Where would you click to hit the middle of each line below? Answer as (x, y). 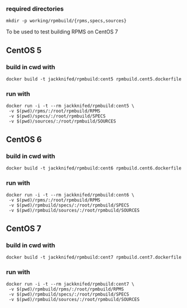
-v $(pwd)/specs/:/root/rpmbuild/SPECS (57, 116)
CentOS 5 (24, 50)
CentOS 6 (24, 139)
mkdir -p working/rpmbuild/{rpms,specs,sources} (66, 21)
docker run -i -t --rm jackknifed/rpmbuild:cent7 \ (70, 284)
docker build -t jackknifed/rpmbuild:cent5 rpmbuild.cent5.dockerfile (94, 79)
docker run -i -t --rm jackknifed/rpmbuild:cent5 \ (70, 106)
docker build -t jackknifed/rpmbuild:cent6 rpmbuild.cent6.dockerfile (94, 168)
